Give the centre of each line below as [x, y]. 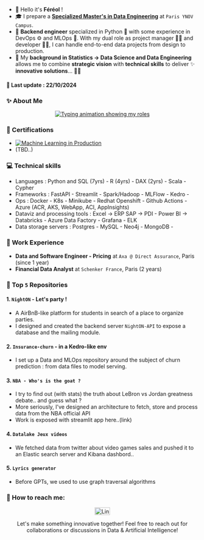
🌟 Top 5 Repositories [37, 285]
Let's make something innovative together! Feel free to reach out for [102, 524]
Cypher [25, 188]
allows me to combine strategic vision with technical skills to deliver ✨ [105, 64]
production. [30, 51]
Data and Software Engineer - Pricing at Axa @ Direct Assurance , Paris [105, 256]
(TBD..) [24, 150]
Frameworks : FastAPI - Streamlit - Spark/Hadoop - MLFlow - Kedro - [102, 194]
